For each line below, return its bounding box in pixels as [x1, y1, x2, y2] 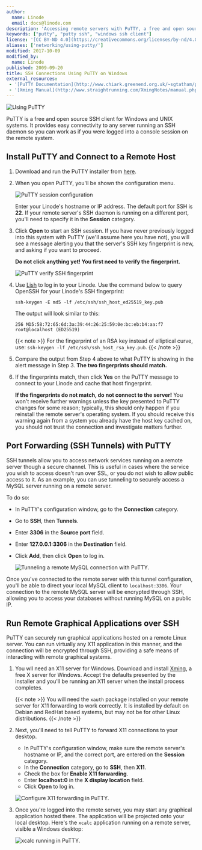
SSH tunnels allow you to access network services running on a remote [6, 456, 183, 463]
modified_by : [6, 54, 39, 60]
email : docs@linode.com [11, 20, 71, 26]
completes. [14, 684, 43, 691]
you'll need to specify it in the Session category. [14, 215, 135, 222]
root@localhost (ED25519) [14, 326, 80, 332]
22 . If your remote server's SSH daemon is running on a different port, [14, 209, 189, 216]
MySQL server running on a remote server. [6, 482, 112, 489]
